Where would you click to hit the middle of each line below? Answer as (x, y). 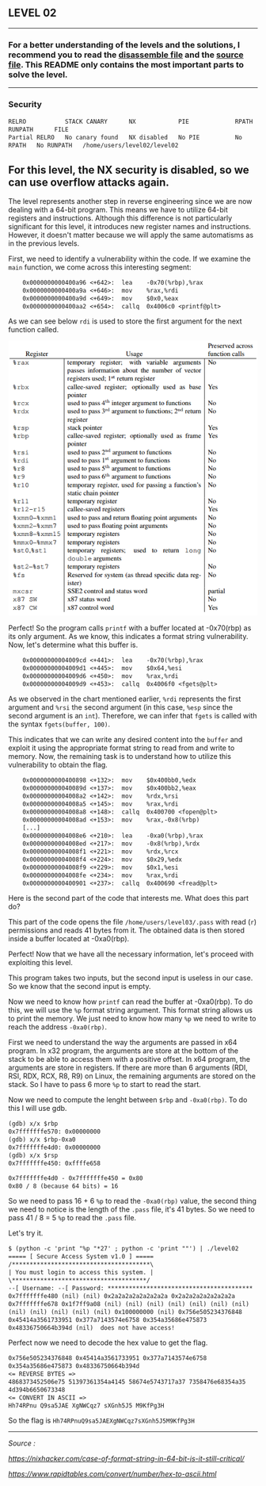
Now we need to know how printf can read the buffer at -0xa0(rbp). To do (131, 1002)
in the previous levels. (44, 243)
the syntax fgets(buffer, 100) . (59, 724)
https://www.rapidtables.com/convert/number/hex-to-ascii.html (112, 1473)
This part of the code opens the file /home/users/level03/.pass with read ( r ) (133, 921)
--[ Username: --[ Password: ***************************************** (131, 1288)
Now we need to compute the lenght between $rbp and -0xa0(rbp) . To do (128, 1099)
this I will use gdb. (38, 1108)
